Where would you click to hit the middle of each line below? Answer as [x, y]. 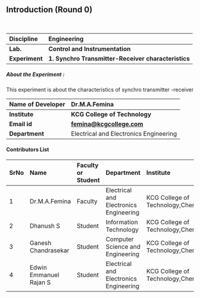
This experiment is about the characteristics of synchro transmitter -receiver [100, 89]
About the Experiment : [35, 74]
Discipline [24, 39]
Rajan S [40, 282]
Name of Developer [37, 104]
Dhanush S [45, 225]
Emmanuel [44, 275]
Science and [123, 246]
